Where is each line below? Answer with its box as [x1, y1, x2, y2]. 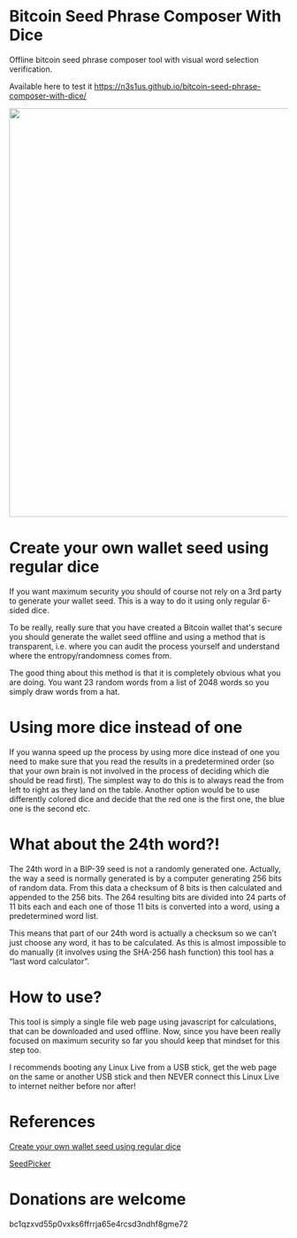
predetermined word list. [9, 910, 99, 921]
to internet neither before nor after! [9, 1080, 136, 1091]
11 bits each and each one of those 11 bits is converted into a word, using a [9, 901, 280, 912]
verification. [9, 64, 53, 74]
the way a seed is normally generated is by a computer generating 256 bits [9, 873, 283, 884]
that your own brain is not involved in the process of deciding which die [9, 765, 270, 776]
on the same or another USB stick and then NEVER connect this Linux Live [9, 1071, 280, 1082]
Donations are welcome [9, 1189, 187, 1209]
